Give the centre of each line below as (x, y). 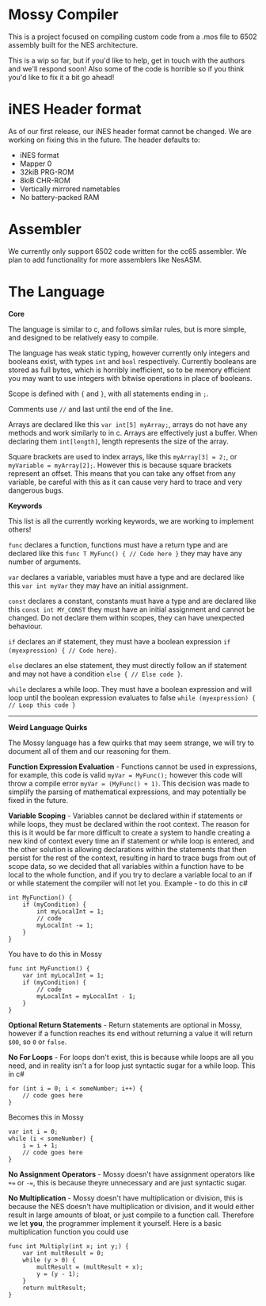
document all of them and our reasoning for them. (89, 751)
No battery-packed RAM (59, 197)
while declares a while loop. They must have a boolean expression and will (130, 689)
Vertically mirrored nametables (70, 189)
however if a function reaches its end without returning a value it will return (131, 1033)
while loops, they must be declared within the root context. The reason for (129, 824)
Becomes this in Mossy (46, 1117)
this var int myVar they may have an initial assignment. (98, 586)
